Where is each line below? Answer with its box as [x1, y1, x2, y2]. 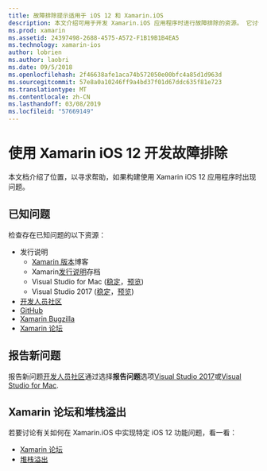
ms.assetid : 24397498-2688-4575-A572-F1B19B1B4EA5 [8, 33, 180, 42]
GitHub [19, 305, 44, 315]
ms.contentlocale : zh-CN [8, 93, 91, 101]
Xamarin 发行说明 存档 [31, 267, 101, 276]
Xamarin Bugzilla [19, 314, 75, 323]
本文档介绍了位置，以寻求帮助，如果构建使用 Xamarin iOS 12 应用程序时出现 [8, 172, 257, 181]
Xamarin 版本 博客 [31, 257, 89, 266]
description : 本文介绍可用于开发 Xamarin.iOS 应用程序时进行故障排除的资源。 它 [8, 19, 253, 27]
